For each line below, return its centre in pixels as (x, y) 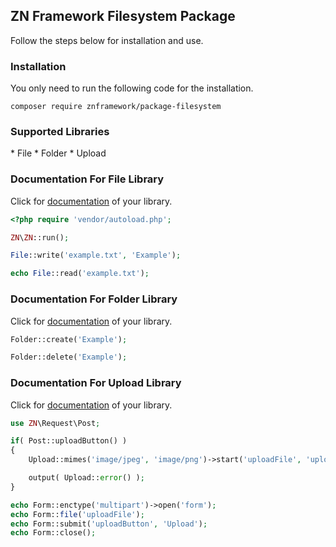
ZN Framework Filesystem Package (123, 16)
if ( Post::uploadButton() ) (69, 441)
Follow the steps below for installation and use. (107, 40)
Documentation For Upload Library (96, 383)
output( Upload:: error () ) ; (86, 478)
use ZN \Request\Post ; (55, 423)
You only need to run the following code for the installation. (132, 88)
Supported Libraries (60, 132)
